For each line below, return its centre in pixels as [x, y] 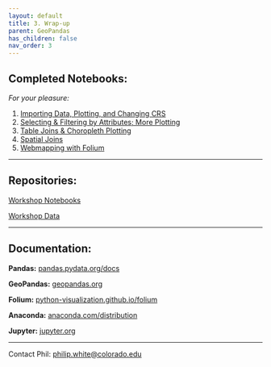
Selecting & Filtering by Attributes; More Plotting [100, 122]
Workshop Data [34, 215]
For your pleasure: [39, 98]
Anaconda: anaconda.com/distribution [73, 315]
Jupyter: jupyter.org [42, 331]
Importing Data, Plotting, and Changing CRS [93, 113]
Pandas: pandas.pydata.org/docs [64, 268]
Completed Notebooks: [68, 79]
